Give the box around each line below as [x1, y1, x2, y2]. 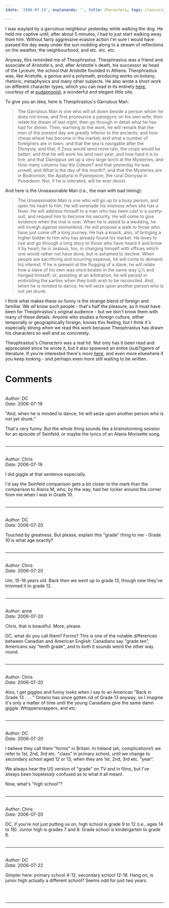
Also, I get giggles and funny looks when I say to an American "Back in [5, 689, 152, 695]
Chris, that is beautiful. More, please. [5, 623, 82, 629]
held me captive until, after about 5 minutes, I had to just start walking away [5, 31, 162, 37]
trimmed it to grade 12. [5, 583, 52, 589]
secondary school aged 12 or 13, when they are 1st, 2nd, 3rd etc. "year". [5, 756, 154, 762]
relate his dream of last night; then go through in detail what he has [17, 119, 157, 125]
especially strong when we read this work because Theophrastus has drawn [5, 324, 163, 331]
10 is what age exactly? [5, 537, 54, 543]
